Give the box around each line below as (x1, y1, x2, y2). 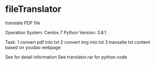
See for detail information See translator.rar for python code (5, 54, 127, 60)
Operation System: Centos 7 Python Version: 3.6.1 (5, 29, 106, 35)
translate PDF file (5, 20, 41, 26)
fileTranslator (5, 3, 61, 15)
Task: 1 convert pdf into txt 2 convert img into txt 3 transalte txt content (5, 39, 150, 45)
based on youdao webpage (5, 44, 61, 50)
